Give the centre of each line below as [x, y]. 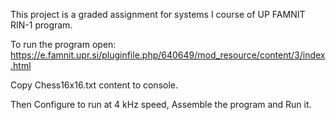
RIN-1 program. [41, 25]
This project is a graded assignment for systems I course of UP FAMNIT [158, 14]
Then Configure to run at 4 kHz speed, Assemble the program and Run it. [161, 104]
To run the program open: [63, 44]
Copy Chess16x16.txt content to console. [94, 85]
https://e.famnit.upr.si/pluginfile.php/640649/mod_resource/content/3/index [168, 55]
